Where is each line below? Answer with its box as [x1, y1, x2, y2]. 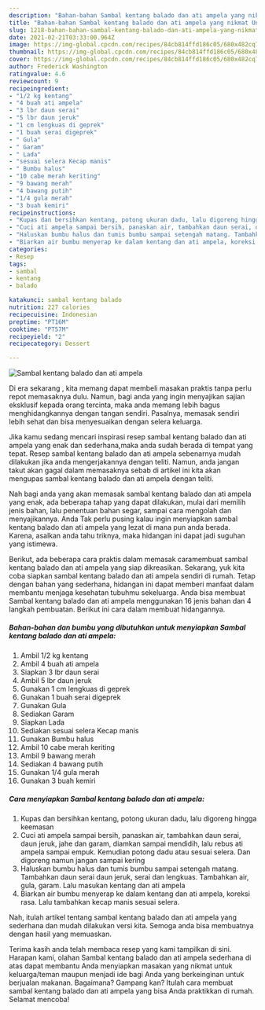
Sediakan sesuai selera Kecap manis [20, 726, 139, 736]
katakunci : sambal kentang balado [9, 296, 123, 304]
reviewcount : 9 [9, 77, 59, 85]
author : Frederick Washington [9, 63, 109, 71]
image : [9, 41, 31, 49]
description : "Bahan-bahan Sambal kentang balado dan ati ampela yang [9, 11, 245, 20]
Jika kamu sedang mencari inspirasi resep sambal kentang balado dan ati [9, 432, 247, 442]
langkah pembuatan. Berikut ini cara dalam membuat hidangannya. [9, 604, 226, 614]
